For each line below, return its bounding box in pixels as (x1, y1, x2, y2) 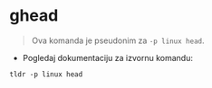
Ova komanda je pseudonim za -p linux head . (31, 35, 206, 46)
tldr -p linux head (9, 69, 83, 79)
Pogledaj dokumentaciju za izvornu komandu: (22, 52, 193, 63)
